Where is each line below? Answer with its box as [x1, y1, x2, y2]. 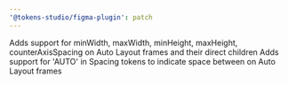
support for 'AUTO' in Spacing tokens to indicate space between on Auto [9, 56, 276, 66]
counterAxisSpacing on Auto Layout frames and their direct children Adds [9, 46, 279, 58]
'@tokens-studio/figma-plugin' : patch [9, 12, 153, 22]
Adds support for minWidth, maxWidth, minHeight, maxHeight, [9, 37, 238, 48]
